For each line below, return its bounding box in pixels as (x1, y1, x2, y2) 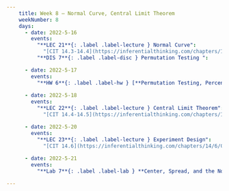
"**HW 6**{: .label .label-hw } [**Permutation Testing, (36, 79, 203, 86)
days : (18, 23, 35, 29)
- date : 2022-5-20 (24, 123, 77, 130)
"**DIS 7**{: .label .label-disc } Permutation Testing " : (36, 55, 209, 61)
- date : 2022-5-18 (24, 92, 77, 99)
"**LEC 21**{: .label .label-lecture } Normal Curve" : (36, 42, 196, 48)
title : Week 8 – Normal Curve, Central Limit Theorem (18, 10, 175, 17)
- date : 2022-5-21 (24, 155, 77, 162)
